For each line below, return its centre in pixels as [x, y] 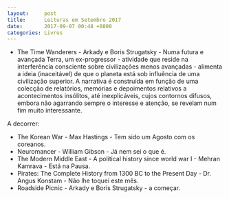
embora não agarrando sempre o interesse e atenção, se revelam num [117, 103]
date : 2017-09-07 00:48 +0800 [59, 26]
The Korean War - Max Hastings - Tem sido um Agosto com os [106, 137]
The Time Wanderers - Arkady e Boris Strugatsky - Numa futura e [110, 52]
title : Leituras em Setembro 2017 [64, 20]
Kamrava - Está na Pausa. [54, 166]
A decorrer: [23, 124]
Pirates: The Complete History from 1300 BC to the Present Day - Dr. [114, 174]
